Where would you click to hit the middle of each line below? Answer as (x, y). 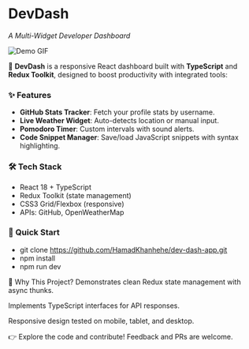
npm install (37, 258)
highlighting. (40, 146)
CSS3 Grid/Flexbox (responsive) (72, 204)
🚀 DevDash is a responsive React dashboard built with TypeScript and (123, 66)
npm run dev (40, 266)
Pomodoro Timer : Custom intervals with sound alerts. (107, 129)
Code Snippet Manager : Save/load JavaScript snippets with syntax (129, 137)
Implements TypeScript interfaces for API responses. (94, 306)
